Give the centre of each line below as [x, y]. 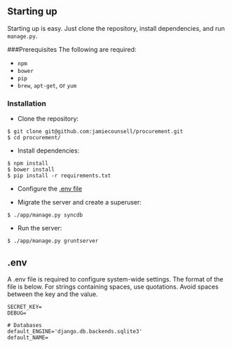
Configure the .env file [50, 189]
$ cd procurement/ [34, 138]
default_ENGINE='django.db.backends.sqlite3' [75, 331]
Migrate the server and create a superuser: [80, 202]
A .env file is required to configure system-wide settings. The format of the [115, 279]
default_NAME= [28, 337]
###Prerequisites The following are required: [72, 49]
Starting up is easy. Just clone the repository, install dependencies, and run [116, 28]
